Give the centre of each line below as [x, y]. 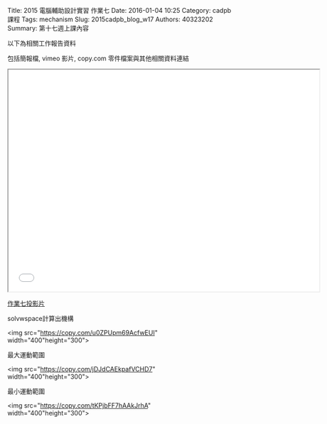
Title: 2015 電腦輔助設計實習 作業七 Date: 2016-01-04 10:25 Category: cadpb [119, 10]
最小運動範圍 [26, 391]
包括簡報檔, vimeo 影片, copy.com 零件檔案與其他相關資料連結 [98, 58]
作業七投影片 [26, 303]
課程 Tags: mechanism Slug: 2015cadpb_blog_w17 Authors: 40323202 [110, 19]
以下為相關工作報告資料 [42, 43]
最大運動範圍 [26, 355]
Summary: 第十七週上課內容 [48, 28]
